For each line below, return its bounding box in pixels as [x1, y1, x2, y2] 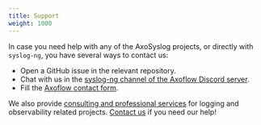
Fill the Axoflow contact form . [19, 82, 119, 93]
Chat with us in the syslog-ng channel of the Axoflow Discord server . [19, 74, 250, 84]
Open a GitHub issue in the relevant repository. [19, 65, 176, 75]
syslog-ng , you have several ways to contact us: [8, 50, 169, 60]
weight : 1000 [8, 19, 53, 27]
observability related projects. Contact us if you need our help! [8, 106, 217, 117]
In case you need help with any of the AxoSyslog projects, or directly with [8, 41, 254, 51]
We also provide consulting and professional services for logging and [8, 98, 240, 108]
